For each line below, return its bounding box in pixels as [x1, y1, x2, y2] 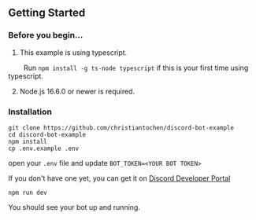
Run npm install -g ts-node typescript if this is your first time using [23, 63, 249, 72]
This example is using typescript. [19, 47, 128, 57]
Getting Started [8, 6, 86, 20]
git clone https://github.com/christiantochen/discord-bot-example [8, 123, 235, 132]
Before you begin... [8, 30, 83, 41]
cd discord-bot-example [8, 130, 87, 138]
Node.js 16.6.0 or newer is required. [19, 86, 135, 96]
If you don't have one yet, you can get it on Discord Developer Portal [8, 173, 231, 183]
